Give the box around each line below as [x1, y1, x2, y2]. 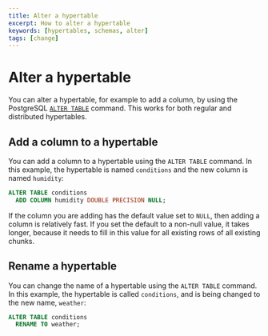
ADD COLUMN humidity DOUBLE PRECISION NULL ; [15, 196, 166, 204]
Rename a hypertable [8, 259, 118, 273]
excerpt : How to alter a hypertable [8, 19, 130, 27]
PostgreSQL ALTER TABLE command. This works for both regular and [8, 103, 232, 113]
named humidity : [8, 174, 64, 182]
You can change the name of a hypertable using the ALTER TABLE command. [8, 281, 258, 290]
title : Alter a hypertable [8, 11, 98, 20]
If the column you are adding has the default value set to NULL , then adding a [8, 210, 260, 220]
